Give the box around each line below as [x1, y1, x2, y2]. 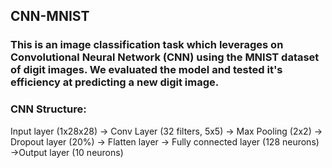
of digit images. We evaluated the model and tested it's [10, 63, 283, 77]
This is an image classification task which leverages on [10, 38, 284, 52]
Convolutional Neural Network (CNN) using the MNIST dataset [10, 50, 320, 64]
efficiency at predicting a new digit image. [10, 75, 220, 89]
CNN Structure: [10, 102, 87, 116]
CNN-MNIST [10, 8, 90, 25]
